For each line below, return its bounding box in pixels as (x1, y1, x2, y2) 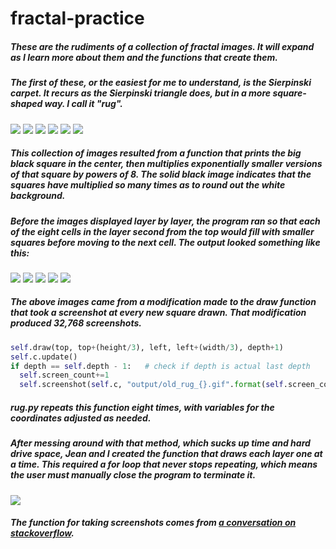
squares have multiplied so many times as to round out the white (10, 179, 286, 191)
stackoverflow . (10, 527, 75, 539)
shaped (10, 98, 43, 110)
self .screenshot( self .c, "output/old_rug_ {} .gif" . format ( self (19, 380, 284, 390)
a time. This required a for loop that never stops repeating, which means (10, 458, 318, 471)
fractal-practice (10, 7, 145, 30)
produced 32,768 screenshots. (10, 317, 142, 329)
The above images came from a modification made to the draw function (10, 296, 317, 308)
